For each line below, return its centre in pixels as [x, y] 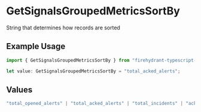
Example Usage [36, 46]
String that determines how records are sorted [63, 28]
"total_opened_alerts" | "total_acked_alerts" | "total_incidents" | [95, 104]
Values [19, 90]
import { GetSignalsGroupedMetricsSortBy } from [68, 60]
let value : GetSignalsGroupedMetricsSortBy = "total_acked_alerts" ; [93, 71]
